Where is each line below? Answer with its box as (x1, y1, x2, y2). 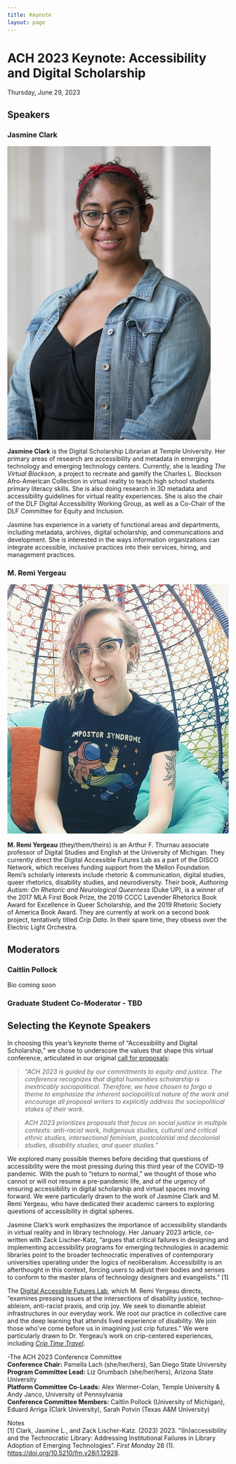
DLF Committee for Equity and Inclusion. (7, 507, 124, 516)
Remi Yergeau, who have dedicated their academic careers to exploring (7, 1199, 214, 1208)
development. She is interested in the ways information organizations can (7, 535, 220, 544)
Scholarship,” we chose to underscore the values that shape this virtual (7, 1046, 214, 1055)
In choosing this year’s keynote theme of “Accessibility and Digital (7, 1038, 198, 1047)
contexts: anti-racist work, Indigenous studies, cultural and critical (24, 1126, 218, 1134)
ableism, (7, 1301, 32, 1310)
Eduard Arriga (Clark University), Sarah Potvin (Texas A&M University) (7, 1405, 210, 1413)
